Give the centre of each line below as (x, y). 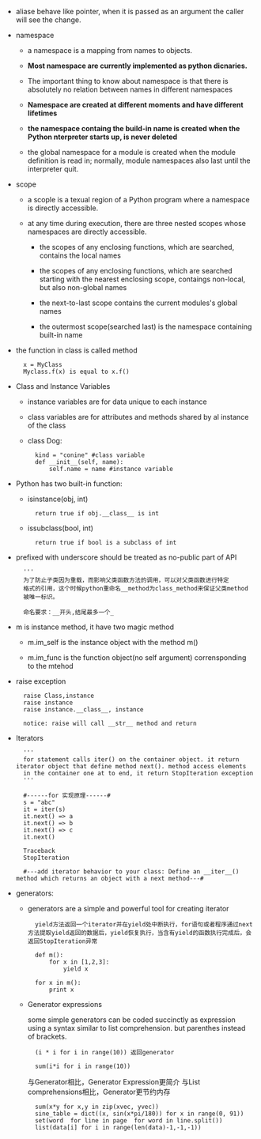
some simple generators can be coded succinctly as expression (131, 1020)
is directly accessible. (63, 208)
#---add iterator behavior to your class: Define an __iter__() (131, 872)
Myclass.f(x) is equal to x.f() (76, 371)
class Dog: (45, 441)
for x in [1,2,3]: (79, 962)
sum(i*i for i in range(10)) (83, 1066)
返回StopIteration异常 (62, 941)
